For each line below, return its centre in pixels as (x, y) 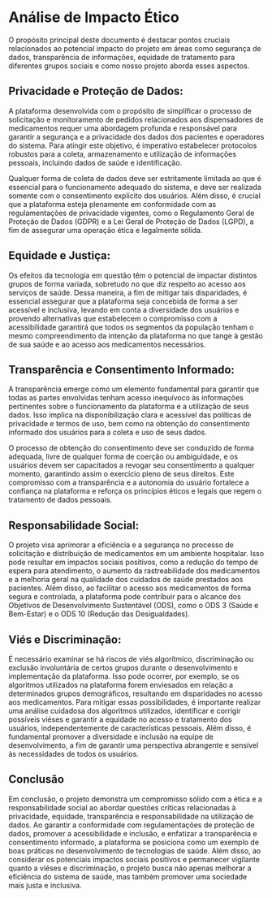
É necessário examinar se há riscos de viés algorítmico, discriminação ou (131, 659)
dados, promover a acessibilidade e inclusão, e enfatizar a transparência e (133, 833)
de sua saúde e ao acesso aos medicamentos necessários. (107, 344)
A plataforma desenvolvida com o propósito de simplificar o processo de (130, 110)
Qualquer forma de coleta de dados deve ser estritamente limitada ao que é (135, 178)
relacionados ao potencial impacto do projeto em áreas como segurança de (135, 48)
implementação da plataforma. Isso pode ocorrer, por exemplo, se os (124, 676)
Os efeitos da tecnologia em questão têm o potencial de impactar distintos (133, 275)
